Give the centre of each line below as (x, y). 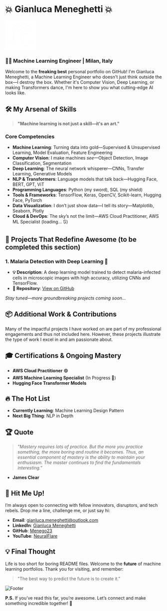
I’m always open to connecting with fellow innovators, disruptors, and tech (82, 505)
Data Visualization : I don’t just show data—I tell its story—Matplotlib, (83, 206)
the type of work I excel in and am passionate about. (59, 339)
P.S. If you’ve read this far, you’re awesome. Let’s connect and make (76, 598)
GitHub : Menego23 (32, 531)
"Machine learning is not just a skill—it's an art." (68, 124)
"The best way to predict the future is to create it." (69, 579)
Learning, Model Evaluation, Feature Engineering (62, 153)
